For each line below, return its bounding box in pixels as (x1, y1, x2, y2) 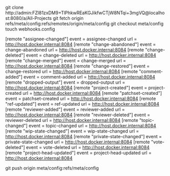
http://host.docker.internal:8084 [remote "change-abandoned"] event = (5, 41, 156, 47)
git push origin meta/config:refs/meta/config (5, 165, 99, 171)
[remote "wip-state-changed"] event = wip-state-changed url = (5, 128, 139, 134)
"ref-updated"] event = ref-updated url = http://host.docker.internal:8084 (5, 101, 159, 107)
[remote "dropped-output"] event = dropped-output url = (5, 79, 126, 85)
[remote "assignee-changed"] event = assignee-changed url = (5, 36, 137, 42)
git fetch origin (53, 15, 84, 21)
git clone (5, 5, 24, 10)
